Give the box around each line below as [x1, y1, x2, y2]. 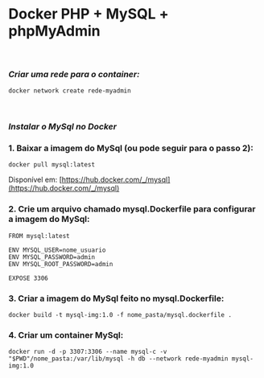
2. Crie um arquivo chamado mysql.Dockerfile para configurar [8, 203, 256, 215]
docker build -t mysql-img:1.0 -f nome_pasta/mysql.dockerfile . [8, 311, 232, 319]
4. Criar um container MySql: [8, 329, 124, 340]
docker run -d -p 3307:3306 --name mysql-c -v [8, 347, 167, 356]
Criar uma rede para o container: [8, 68, 140, 80]
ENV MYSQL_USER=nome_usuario [8, 246, 106, 254]
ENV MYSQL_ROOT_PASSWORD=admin [8, 260, 113, 268]
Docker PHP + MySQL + [8, 5, 169, 23]
